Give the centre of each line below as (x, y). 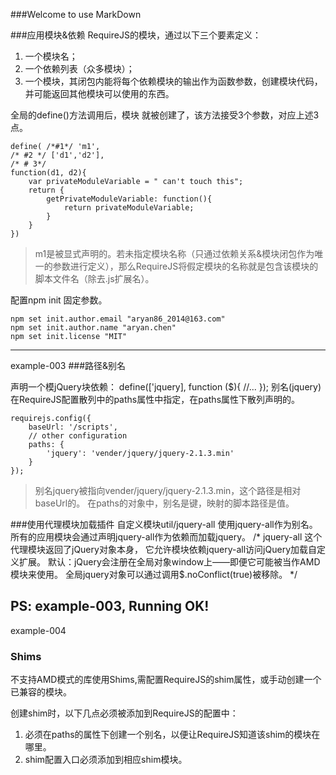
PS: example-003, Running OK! (110, 606)
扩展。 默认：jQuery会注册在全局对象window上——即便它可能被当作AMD (169, 562)
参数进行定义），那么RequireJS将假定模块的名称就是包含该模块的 (185, 266)
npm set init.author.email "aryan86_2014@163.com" (118, 319)
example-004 (38, 630)
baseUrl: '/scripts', (73, 427)
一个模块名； (51, 56)
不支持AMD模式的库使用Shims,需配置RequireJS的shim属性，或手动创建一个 (166, 680)
